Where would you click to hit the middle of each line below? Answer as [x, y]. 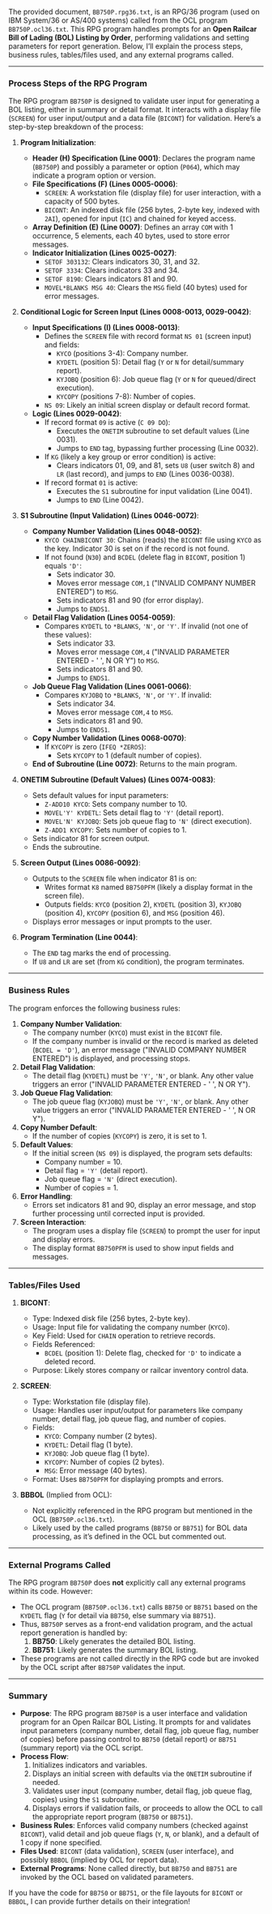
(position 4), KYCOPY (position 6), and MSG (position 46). [134, 913]
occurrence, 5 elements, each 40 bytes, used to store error [131, 236]
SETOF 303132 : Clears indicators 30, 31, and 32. [122, 262]
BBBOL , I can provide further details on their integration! [99, 1902]
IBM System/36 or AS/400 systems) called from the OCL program [118, 20]
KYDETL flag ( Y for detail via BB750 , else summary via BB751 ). [118, 1616]
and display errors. [64, 1239]
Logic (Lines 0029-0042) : [77, 414]
